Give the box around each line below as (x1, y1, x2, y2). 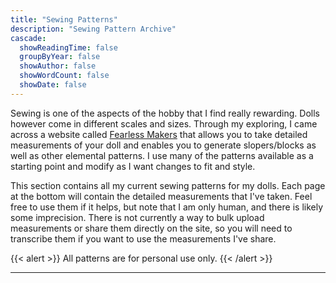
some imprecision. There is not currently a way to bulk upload (10, 211, 265, 223)
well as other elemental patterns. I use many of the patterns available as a (10, 149, 314, 161)
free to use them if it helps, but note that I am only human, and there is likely (10, 201, 324, 213)
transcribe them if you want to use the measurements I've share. (10, 232, 277, 245)
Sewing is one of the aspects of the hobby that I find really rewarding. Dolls (10, 107, 320, 119)
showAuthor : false (19, 61, 97, 71)
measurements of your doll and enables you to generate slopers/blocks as (10, 139, 317, 151)
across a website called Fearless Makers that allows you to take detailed (10, 128, 308, 140)
